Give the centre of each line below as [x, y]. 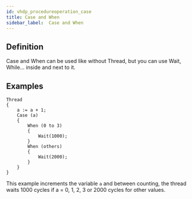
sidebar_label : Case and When [45, 23]
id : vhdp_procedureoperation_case [49, 12]
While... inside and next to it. [41, 67]
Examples [25, 86]
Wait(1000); [53, 136]
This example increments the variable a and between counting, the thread [96, 184]
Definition [25, 47]
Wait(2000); [53, 157]
